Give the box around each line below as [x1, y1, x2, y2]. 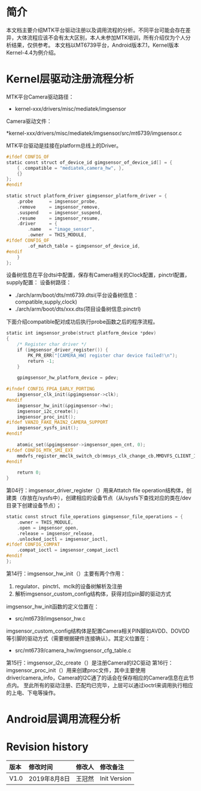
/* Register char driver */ [17, 341, 87, 348]
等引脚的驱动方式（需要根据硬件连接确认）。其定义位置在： [6, 634, 151, 642]
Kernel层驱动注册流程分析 [6, 73, 135, 86]
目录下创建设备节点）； [6, 502, 62, 509]
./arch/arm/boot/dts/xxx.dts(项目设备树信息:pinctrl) [14, 305, 141, 312]
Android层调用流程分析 [6, 712, 121, 726]
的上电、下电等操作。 [6, 689, 59, 696]
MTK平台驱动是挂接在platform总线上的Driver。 [6, 142, 121, 149]
